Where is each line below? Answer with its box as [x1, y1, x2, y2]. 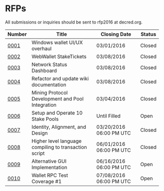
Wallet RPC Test [31, 172, 68, 179]
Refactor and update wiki [31, 75, 89, 82]
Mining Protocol [31, 89, 68, 96]
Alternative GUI [31, 158, 67, 165]
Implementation [31, 164, 67, 170]
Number [7, 30, 27, 37]
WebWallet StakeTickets [31, 53, 87, 60]
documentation [31, 81, 67, 88]
